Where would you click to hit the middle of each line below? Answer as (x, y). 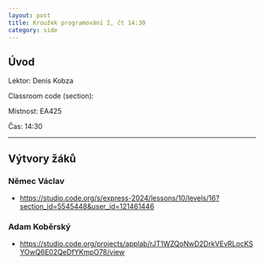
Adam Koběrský (39, 226)
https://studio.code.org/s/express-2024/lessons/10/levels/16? (119, 198)
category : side (33, 30)
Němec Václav (37, 181)
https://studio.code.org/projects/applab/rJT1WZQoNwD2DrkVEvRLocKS (136, 244)
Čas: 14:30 (26, 126)
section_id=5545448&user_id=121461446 (87, 206)
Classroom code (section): (51, 96)
